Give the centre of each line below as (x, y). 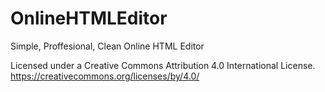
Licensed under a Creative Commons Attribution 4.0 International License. (163, 65)
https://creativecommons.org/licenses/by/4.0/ (105, 76)
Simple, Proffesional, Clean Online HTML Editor (107, 46)
